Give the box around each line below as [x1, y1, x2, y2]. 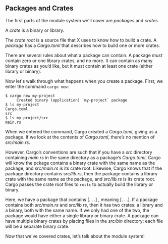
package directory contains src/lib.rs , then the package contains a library [5, 170, 158, 176]
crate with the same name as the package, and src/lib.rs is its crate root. [5, 176, 155, 182]
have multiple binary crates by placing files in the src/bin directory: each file [5, 218, 163, 224]
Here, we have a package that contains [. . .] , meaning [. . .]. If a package [5, 197, 158, 203]
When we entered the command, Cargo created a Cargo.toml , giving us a [5, 128, 158, 134]
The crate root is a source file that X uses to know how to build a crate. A [5, 37, 157, 43]
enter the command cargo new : [5, 83, 69, 89]
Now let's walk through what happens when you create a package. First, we [5, 78, 163, 84]
